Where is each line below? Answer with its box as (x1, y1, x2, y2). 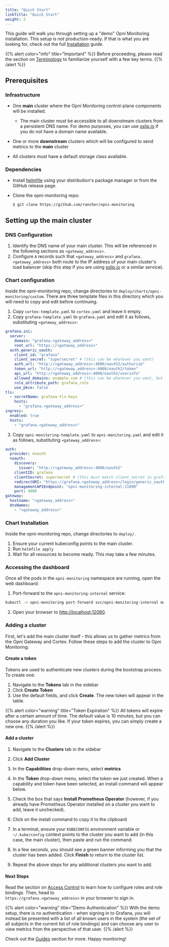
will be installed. (12, 108, 46, 114)
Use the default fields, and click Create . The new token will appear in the (12, 692, 164, 698)
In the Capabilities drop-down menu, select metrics (12, 766, 121, 772)
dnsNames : (10, 503, 30, 508)
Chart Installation (5, 519, 49, 526)
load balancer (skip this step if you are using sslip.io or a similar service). (12, 264, 163, 270)
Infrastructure (5, 91, 41, 98)
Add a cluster (5, 735, 34, 741)
